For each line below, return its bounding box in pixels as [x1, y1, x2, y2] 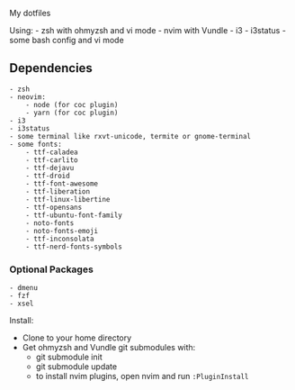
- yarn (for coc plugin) [25, 108, 119, 117]
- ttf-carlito [25, 155, 78, 165]
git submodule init [35, 351, 103, 363]
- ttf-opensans [25, 203, 83, 212]
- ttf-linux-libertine [25, 195, 111, 204]
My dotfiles [9, 8, 51, 18]
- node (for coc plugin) [25, 100, 119, 109]
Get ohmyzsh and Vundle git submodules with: [22, 342, 196, 353]
